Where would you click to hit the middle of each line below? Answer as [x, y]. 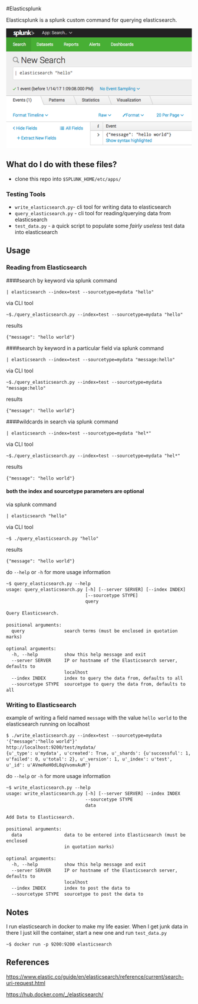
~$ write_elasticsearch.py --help [49, 788]
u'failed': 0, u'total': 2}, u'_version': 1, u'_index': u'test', [89, 759]
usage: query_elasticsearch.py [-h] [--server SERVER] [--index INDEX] [96, 590]
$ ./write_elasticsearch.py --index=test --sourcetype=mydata [84, 736]
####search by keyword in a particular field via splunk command [85, 348]
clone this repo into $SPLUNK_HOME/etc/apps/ [68, 179]
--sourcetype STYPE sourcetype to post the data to [77, 894]
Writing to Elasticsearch [41, 705]
